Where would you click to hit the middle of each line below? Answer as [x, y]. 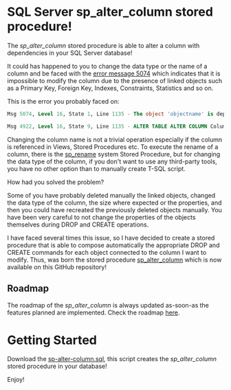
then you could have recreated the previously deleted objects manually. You [114, 209]
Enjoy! [16, 380]
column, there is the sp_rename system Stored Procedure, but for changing [114, 154]
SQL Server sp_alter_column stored [110, 12]
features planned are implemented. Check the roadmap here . [93, 312]
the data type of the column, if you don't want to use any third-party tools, [112, 161]
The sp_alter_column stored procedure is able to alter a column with [103, 45]
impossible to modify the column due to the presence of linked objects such [114, 80]
